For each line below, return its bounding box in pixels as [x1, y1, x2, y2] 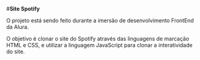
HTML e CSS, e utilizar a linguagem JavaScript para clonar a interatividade [6, 42, 193, 48]
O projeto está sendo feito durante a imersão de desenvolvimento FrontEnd [6, 17, 194, 24]
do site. [6, 48, 25, 55]
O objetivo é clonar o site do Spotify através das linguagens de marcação [6, 35, 190, 42]
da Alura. [6, 24, 29, 30]
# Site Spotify [6, 5, 40, 12]
